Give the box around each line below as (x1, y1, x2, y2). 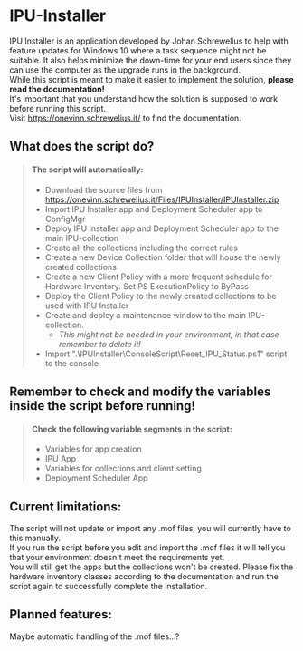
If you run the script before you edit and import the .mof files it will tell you (9, 541, 286, 553)
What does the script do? (9, 139, 155, 154)
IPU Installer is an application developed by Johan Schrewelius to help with (9, 35, 289, 46)
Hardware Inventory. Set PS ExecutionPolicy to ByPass (44, 280, 249, 291)
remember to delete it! (58, 338, 142, 349)
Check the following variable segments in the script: (31, 423, 232, 434)
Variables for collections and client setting (44, 463, 202, 474)
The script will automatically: (31, 164, 144, 175)
